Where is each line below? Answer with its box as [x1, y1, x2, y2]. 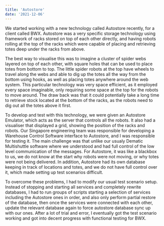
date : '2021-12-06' [5, 12, 45, 17]
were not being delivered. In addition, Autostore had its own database [5, 159, 145, 165]
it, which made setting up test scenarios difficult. [5, 169, 104, 175]
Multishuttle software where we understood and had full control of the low [5, 143, 155, 149]
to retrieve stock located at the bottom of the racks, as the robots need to [5, 97, 153, 103]
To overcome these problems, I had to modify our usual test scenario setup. [5, 178, 158, 184]
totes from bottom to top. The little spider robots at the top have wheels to [5, 66, 154, 72]
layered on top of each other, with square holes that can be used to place [5, 61, 153, 67]
